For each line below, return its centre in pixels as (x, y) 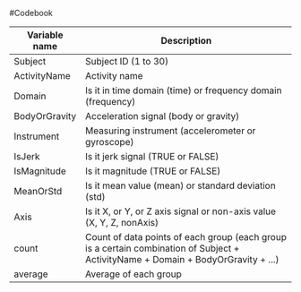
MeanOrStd (38, 191)
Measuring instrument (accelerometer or (170, 131)
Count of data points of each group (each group (185, 237)
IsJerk (27, 156)
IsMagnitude (40, 171)
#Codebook (31, 13)
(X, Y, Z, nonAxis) (122, 223)
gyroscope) (109, 142)
